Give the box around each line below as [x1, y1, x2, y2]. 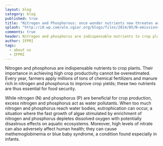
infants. [5, 136, 20, 142]
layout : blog [5, 7, 32, 12]
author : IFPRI [5, 39, 34, 44]
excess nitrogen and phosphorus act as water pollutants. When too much [5, 100, 151, 106]
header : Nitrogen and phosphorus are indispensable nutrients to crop [5, 34, 151, 39]
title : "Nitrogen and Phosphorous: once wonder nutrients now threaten [5, 20, 153, 26]
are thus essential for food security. [5, 86, 76, 92]
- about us [9, 47, 32, 52]
